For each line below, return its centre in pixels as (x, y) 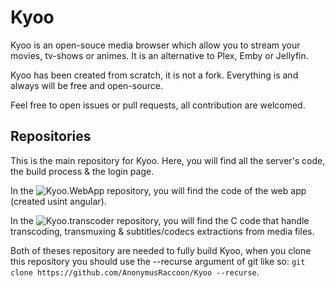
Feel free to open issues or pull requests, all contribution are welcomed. (158, 105)
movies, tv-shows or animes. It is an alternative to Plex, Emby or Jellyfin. (159, 55)
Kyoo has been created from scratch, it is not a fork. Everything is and (154, 75)
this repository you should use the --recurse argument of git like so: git (158, 261)
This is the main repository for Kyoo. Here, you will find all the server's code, (168, 160)
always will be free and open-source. (87, 85)
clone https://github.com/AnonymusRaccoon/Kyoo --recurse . (135, 272)
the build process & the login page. (82, 171)
